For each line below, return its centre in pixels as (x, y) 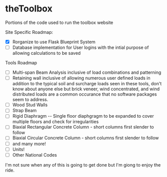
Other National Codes (35, 155)
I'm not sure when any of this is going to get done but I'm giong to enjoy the (83, 165)
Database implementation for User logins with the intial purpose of (81, 47)
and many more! (29, 144)
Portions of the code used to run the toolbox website (59, 22)
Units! (18, 149)
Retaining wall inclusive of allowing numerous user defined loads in (81, 78)
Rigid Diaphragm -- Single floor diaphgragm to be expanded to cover (83, 116)
